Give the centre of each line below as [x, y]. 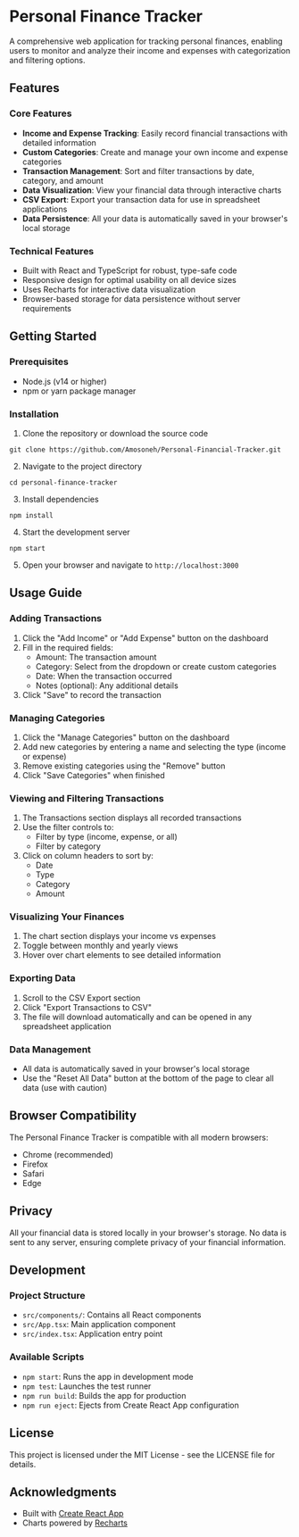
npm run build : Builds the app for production [104, 1395]
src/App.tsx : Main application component [99, 1325]
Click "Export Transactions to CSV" [87, 1007]
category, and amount [63, 180]
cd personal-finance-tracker [63, 482]
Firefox [35, 1164]
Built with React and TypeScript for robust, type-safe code [129, 270]
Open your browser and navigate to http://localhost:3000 [130, 565]
